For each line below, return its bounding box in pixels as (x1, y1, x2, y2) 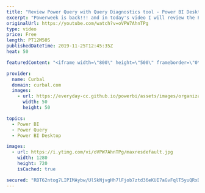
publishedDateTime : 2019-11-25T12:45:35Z (6, 43, 113, 49)
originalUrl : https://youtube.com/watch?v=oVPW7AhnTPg (6, 20, 149, 26)
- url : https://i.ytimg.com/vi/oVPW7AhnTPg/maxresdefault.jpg (12, 149, 173, 155)
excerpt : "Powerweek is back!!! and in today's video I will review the (6, 15, 195, 21)
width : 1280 (17, 155, 48, 161)
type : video (6, 26, 37, 32)
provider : (6, 71, 32, 77)
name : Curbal (12, 76, 45, 82)
